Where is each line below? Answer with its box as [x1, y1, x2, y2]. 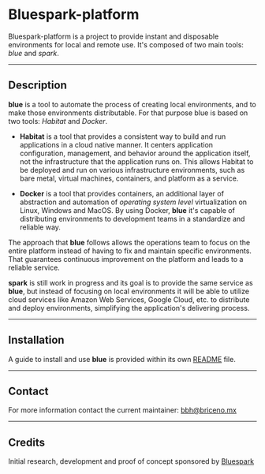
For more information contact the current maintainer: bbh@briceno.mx [8, 405, 237, 415]
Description [8, 79, 67, 92]
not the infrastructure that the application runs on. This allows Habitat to [19, 156, 254, 166]
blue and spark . [8, 48, 59, 58]
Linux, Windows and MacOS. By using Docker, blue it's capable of [19, 205, 235, 215]
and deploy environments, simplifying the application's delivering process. [8, 303, 250, 312]
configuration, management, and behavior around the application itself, [19, 148, 251, 158]
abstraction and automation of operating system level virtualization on [19, 197, 247, 207]
